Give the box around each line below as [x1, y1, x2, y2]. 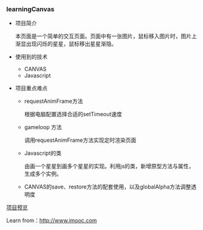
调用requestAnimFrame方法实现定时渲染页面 [24, 136, 137, 144]
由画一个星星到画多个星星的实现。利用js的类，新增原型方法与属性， [24, 163, 194, 170]
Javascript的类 [24, 149, 62, 157]
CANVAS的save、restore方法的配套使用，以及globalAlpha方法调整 [24, 183, 191, 191]
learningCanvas [6, 5, 55, 13]
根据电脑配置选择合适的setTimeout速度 [24, 111, 123, 118]
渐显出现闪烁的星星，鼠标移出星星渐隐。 [15, 40, 117, 48]
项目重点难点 [15, 84, 48, 92]
